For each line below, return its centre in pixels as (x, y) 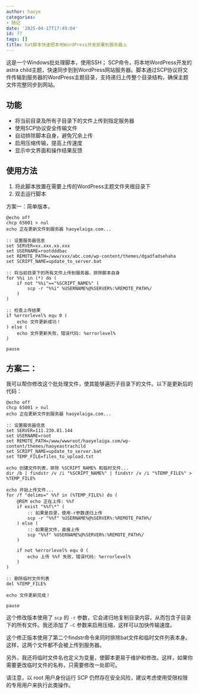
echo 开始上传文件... (30, 490)
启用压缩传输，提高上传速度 (49, 142)
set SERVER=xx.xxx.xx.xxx (38, 246)
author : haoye (24, 12)
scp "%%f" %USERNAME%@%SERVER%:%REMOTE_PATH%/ (86, 535)
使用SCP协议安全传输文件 (46, 128)
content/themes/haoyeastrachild (46, 446)
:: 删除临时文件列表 (28, 579)
